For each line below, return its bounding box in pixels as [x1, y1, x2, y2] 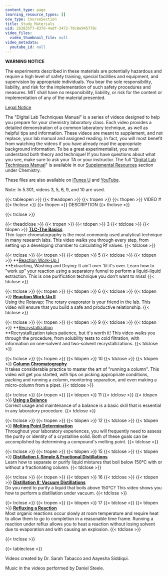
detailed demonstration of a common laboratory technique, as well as [5, 125, 148, 131]
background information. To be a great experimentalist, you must [5, 146, 139, 152]
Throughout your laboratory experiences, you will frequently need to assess [5, 428, 161, 434]
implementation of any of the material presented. [5, 95, 106, 101]
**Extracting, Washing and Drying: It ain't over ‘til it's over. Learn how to [5, 262, 154, 268]
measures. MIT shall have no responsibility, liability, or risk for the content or [5, 89, 162, 95]
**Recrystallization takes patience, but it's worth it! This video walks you [5, 330, 156, 336]
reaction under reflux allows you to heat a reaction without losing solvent [5, 521, 155, 527]
